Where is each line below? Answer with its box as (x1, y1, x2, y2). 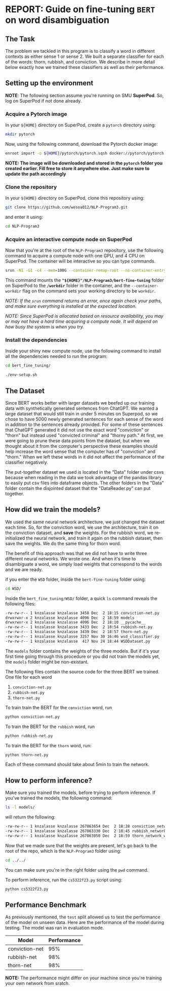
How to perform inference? (5, 776, 93, 785)
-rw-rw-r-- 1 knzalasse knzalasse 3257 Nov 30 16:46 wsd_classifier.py (5, 634, 159, 639)
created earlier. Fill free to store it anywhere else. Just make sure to (5, 165, 150, 171)
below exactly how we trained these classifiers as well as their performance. (5, 64, 164, 70)
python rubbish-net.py (5, 733, 53, 738)
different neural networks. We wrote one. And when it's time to (5, 555, 136, 561)
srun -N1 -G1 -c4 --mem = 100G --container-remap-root (5, 268, 119, 273)
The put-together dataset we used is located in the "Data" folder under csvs (5, 469, 164, 475)
